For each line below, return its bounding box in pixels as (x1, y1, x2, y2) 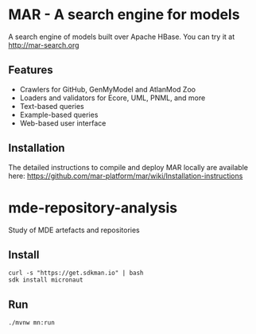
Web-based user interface (19, 118, 107, 128)
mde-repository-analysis (8, 199, 177, 216)
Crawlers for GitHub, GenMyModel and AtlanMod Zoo (19, 84, 196, 94)
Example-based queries (19, 110, 99, 119)
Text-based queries (19, 101, 85, 111)
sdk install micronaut (8, 276, 83, 284)
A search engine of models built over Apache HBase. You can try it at (8, 32, 235, 41)
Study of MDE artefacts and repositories (8, 225, 141, 235)
